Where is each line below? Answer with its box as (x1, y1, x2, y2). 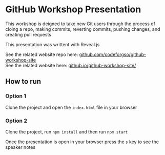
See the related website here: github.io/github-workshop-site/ (5, 62, 136, 68)
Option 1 (5, 92, 27, 100)
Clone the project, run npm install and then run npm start (5, 128, 128, 134)
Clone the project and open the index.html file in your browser (5, 104, 137, 110)
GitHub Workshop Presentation (5, 4, 141, 15)
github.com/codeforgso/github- (79, 51, 147, 57)
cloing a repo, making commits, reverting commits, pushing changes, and (5, 26, 160, 32)
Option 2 (5, 117, 27, 124)
